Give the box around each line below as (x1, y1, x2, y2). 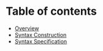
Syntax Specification (14, 37, 67, 45)
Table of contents (6, 4, 97, 18)
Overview (14, 25, 39, 32)
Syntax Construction (14, 31, 67, 38)
